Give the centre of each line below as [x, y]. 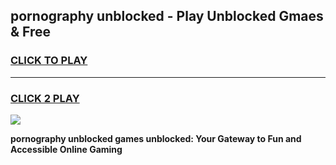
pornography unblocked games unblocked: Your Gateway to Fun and [156, 138]
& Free [31, 32]
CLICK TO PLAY [49, 61]
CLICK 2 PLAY [45, 98]
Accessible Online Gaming [66, 149]
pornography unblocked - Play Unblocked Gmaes [167, 16]
